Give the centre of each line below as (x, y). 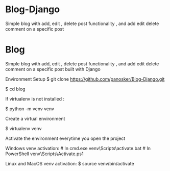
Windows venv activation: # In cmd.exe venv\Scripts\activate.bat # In (78, 148)
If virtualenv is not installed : (35, 99)
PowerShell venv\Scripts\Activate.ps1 (44, 154)
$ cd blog (15, 89)
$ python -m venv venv (30, 109)
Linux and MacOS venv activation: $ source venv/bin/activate (70, 163)
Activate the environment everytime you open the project (65, 138)
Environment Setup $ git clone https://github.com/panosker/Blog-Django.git (85, 79)
